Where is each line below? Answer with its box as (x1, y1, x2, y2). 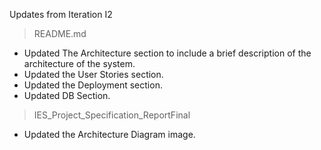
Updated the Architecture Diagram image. (23, 129, 196, 140)
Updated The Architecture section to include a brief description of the (23, 47, 312, 59)
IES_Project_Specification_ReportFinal (33, 109, 191, 121)
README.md (33, 28, 87, 39)
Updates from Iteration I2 (9, 9, 113, 20)
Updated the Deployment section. (23, 79, 163, 91)
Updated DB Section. (23, 90, 111, 101)
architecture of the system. (23, 58, 136, 69)
